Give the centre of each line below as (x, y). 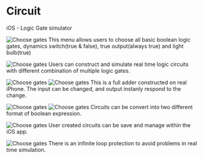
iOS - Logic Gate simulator (39, 28)
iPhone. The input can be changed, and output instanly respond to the (94, 88)
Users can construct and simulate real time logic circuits (118, 64)
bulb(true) (19, 52)
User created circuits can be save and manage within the (119, 125)
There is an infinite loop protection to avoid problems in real (123, 143)
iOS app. (17, 131)
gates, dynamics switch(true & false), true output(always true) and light (95, 46)
